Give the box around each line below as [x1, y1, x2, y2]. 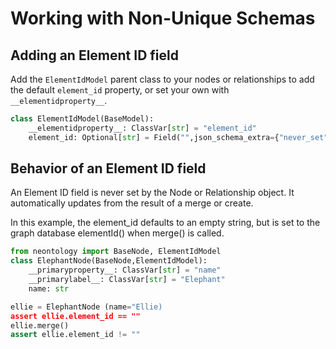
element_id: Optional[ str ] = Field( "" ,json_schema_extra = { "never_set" [28, 132, 329, 142]
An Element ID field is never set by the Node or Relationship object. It [10, 187, 295, 199]
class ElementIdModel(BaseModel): [10, 114, 155, 124]
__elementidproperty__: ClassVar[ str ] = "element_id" [28, 123, 257, 133]
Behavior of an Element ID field [10, 160, 207, 177]
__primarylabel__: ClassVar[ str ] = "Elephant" [28, 275, 226, 285]
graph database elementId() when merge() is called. [10, 227, 225, 239]
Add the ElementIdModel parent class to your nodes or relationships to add [10, 73, 315, 85]
